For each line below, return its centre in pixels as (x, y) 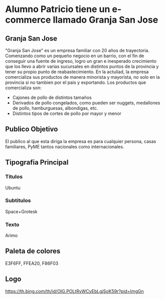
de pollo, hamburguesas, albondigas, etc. (55, 108)
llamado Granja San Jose (105, 20)
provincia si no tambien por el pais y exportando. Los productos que (76, 82)
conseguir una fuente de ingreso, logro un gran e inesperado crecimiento (81, 61)
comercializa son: (23, 88)
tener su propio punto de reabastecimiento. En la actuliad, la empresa (77, 72)
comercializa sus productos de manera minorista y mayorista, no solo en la (82, 77)
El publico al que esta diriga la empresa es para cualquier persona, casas (81, 141)
